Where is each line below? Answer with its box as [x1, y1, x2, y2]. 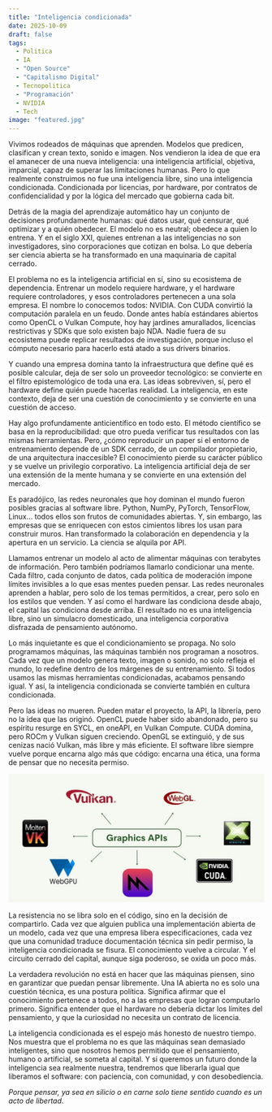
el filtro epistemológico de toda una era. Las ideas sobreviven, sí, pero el [8, 376, 252, 386]
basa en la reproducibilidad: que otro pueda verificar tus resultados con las [8, 427, 260, 437]
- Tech [15, 107, 38, 115]
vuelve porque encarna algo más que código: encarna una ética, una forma [8, 749, 261, 759]
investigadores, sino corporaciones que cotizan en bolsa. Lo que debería [8, 241, 253, 251]
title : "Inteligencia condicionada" [8, 13, 132, 21]
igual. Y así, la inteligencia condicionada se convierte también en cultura [8, 681, 250, 691]
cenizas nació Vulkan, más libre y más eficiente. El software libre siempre [8, 741, 254, 750]
